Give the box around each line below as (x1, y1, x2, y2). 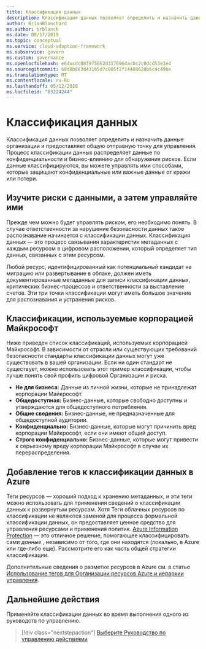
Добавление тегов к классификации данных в (6, 467, 194, 477)
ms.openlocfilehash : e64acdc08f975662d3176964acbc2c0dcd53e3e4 (6, 60, 172, 66)
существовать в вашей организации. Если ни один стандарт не (6, 359, 173, 366)
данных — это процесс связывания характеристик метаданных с (6, 238, 178, 246)
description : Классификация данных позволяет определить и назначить (6, 15, 188, 21)
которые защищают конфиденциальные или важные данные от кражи (6, 168, 191, 176)
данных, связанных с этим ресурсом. (6, 251, 105, 258)
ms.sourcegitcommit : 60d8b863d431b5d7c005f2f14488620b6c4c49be (6, 66, 172, 72)
